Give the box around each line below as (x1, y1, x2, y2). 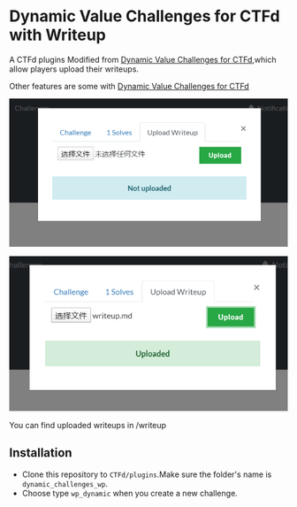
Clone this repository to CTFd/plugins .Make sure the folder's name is (21, 469, 272, 480)
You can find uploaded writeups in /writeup (9, 420, 166, 431)
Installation (9, 445, 72, 461)
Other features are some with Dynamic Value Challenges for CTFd (9, 81, 249, 91)
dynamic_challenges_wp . (21, 478, 109, 488)
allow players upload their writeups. (9, 64, 140, 74)
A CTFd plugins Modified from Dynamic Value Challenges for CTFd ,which (9, 54, 277, 65)
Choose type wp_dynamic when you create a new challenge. (21, 488, 239, 498)
